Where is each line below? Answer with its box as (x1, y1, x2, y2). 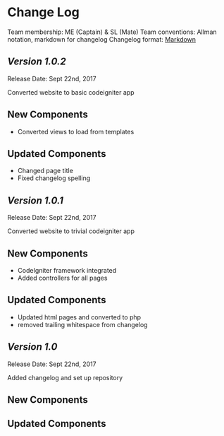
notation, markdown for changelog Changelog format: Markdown (7, 35, 196, 43)
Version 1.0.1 (7, 194, 63, 206)
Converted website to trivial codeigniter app (7, 227, 135, 235)
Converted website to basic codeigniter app (7, 88, 135, 96)
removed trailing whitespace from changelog (17, 320, 148, 329)
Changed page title (17, 167, 74, 175)
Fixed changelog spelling (17, 174, 91, 182)
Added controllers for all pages (17, 273, 108, 282)
